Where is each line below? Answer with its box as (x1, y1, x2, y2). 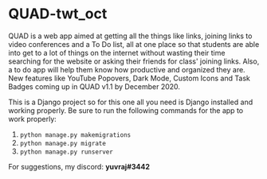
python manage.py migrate (19, 139, 106, 147)
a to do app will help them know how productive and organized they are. (8, 64, 245, 74)
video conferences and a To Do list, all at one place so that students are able (8, 39, 260, 49)
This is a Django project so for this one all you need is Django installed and (8, 97, 253, 107)
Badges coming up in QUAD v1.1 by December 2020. (8, 81, 181, 91)
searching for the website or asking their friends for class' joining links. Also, (8, 56, 260, 66)
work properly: (8, 114, 57, 123)
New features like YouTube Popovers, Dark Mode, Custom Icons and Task (8, 73, 251, 83)
